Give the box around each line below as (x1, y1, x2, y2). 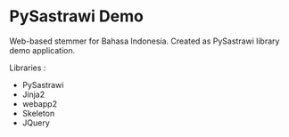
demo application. (9, 44, 76, 55)
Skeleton (21, 108, 55, 118)
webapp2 (21, 98, 58, 109)
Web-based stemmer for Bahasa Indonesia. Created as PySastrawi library (9, 36, 280, 46)
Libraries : (9, 62, 46, 73)
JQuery (21, 117, 51, 128)
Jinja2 (21, 89, 45, 100)
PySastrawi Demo (9, 6, 144, 27)
